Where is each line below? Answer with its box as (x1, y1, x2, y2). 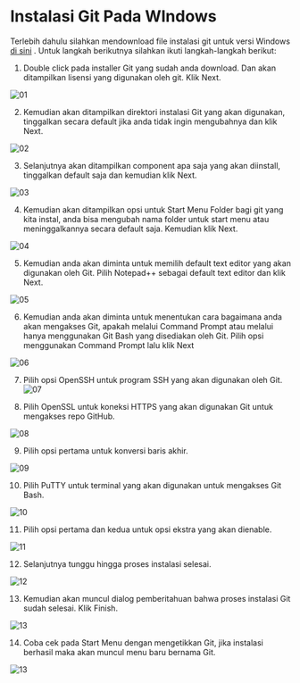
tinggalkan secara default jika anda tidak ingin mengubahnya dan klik (22, 116, 278, 127)
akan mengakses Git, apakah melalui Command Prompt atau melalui (22, 321, 274, 331)
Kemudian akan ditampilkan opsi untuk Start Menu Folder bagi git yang (22, 204, 284, 215)
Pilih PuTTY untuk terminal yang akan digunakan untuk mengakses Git (22, 479, 282, 490)
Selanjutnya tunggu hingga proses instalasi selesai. (22, 558, 212, 569)
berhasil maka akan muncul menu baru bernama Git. (22, 646, 216, 657)
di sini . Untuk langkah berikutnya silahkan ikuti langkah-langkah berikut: (10, 45, 277, 55)
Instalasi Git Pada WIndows (10, 6, 217, 27)
